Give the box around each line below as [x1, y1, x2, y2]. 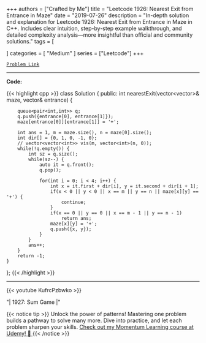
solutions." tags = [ [6, 38, 54, 45]
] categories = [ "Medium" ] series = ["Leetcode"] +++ [6, 50, 144, 57]
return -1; [17, 253, 45, 259]
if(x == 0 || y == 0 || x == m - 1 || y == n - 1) [50, 210, 183, 216]
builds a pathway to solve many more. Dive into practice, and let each [6, 317, 182, 324]
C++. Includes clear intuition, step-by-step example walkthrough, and [6, 24, 182, 32]
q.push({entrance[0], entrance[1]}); [17, 113, 114, 119]
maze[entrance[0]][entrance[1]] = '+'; [17, 119, 120, 125]
